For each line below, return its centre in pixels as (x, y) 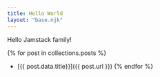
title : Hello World (35, 13)
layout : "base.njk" (35, 20)
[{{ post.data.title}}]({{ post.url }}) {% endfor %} (85, 66)
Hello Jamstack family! (40, 39)
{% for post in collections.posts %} (57, 53)
